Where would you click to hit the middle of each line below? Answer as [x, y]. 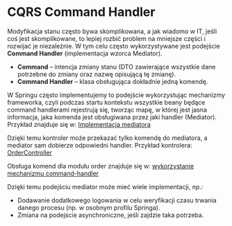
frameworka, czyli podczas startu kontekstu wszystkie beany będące [106, 102]
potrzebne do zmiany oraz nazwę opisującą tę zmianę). [97, 74]
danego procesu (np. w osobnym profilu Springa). [89, 207]
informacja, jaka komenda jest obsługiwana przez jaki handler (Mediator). [112, 117]
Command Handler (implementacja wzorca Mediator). [85, 53]
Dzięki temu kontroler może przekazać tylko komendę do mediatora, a [107, 138]
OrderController [30, 153]
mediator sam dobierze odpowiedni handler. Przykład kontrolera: [100, 145]
